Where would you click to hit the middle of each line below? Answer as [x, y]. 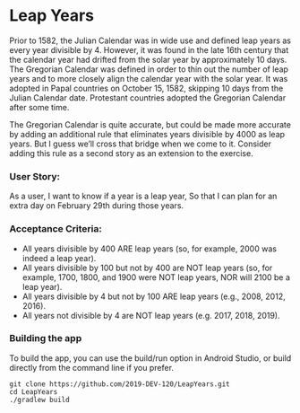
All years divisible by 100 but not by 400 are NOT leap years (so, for [147, 268]
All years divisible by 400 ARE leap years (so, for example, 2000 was [150, 249]
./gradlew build [39, 400]
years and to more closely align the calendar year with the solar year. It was [149, 78]
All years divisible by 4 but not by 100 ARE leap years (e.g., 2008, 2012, [154, 296]
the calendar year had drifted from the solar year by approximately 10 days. [148, 59]
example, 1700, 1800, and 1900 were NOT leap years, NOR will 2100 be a [156, 277]
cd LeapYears [34, 391]
